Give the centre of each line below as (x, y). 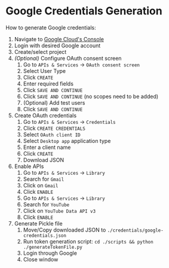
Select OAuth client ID (52, 134)
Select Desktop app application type (67, 141)
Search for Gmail (44, 179)
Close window (41, 259)
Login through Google (50, 253)
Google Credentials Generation (84, 11)
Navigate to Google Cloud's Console (59, 39)
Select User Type (44, 71)
